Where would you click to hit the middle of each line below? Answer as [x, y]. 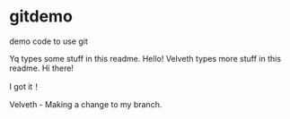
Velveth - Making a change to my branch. [86, 104]
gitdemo [41, 17]
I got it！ [25, 86]
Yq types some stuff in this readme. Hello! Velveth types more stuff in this [145, 58]
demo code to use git [48, 41]
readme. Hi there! [42, 68]
